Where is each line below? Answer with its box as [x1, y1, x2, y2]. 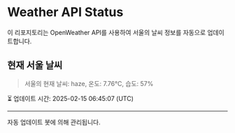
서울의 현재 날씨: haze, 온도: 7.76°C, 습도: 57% [24, 79, 154, 87]
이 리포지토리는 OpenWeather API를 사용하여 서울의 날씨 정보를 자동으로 [7, 28, 206, 36]
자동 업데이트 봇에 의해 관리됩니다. [7, 118, 101, 126]
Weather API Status [7, 4, 124, 20]
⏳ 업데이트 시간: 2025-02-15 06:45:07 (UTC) [7, 94, 134, 102]
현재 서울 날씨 [7, 59, 63, 71]
